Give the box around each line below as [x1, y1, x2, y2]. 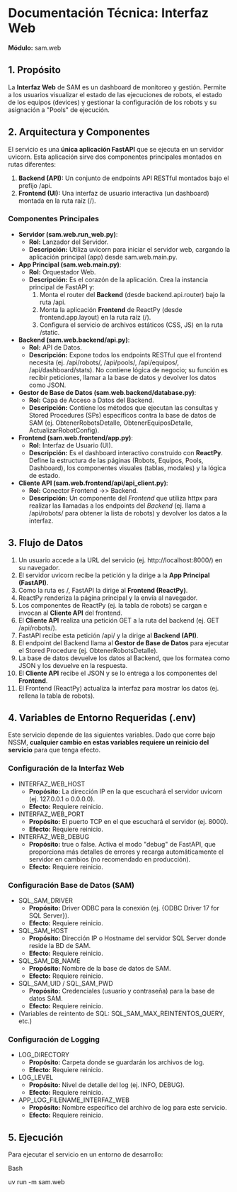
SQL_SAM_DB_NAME [18, 957, 81, 965]
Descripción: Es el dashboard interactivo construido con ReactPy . [28, 448, 224, 457]
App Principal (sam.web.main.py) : [18, 260, 122, 269]
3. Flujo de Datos [8, 537, 83, 549]
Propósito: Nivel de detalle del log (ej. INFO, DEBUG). [28, 1081, 185, 1089]
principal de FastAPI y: [28, 282, 95, 291]
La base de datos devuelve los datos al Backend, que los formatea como [18, 654, 231, 662]
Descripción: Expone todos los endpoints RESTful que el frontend [28, 350, 222, 359]
